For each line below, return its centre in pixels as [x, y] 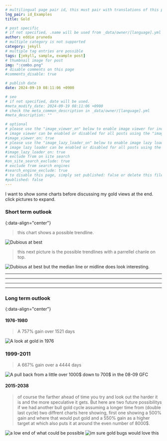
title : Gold [17, 19]
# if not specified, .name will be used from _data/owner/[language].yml [83, 33]
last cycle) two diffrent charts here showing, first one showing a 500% [89, 413]
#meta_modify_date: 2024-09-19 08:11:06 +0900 [54, 106]
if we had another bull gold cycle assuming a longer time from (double [89, 407]
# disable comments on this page [40, 70]
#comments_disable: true [31, 74]
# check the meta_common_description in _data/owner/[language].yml [78, 111]
